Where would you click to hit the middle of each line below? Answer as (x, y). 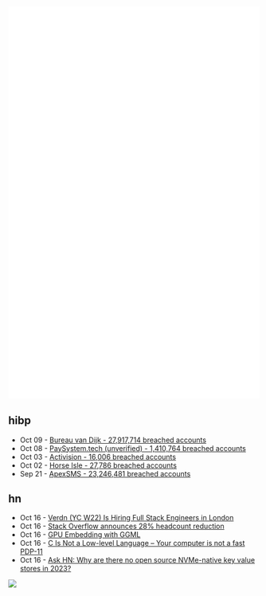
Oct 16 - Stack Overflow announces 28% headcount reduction (122, 526)
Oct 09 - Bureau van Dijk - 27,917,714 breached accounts (113, 440)
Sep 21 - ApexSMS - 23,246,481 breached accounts (105, 473)
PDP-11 (31, 551)
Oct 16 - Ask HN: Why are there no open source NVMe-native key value (137, 560)
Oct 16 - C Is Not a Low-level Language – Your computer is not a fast (132, 543)
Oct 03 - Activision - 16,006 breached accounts (98, 457)
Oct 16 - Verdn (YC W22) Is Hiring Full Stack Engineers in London (127, 518)
